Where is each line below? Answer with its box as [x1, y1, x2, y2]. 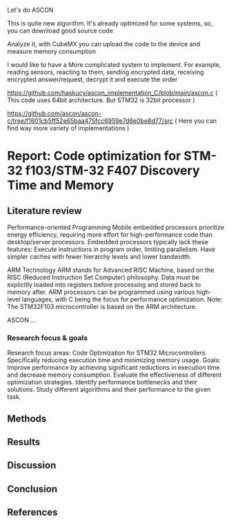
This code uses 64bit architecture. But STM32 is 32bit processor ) [7, 96, 195, 104]
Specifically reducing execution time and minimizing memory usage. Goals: [7, 356, 221, 364]
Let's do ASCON [7, 6, 54, 14]
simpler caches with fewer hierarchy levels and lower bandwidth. [7, 253, 192, 261]
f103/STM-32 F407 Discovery [25, 163, 200, 179]
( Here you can [174, 117, 217, 125]
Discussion [7, 460, 57, 471]
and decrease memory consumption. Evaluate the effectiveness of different [7, 371, 222, 379]
